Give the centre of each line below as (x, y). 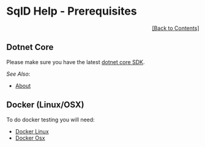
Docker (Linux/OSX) (45, 105)
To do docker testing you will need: (50, 120)
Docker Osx (30, 138)
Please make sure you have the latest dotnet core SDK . (76, 62)
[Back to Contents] (176, 28)
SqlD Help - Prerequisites (72, 11)
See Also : (18, 74)
